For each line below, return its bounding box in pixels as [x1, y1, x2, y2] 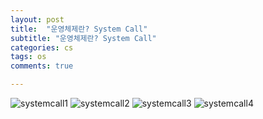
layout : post [10, 14, 65, 25]
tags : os [10, 52, 47, 62]
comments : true [10, 61, 74, 71]
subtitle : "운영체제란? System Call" [10, 33, 157, 43]
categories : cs [10, 42, 74, 53]
